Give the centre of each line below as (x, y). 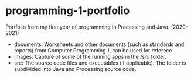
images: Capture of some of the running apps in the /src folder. (90, 56)
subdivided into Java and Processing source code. (75, 69)
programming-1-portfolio (68, 11)
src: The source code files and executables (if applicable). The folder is (100, 63)
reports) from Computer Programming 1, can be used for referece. (94, 50)
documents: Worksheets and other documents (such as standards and (99, 44)
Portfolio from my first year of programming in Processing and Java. (88, 27)
